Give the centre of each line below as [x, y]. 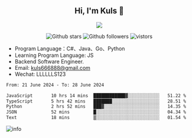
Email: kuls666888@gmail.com [52, 68]
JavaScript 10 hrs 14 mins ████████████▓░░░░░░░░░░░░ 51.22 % [96, 95]
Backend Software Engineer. [49, 61]
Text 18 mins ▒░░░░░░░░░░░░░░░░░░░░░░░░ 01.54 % [96, 118]
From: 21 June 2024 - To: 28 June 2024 [55, 85]
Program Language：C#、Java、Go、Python [70, 49]
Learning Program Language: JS [54, 55]
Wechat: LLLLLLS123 [40, 74]
